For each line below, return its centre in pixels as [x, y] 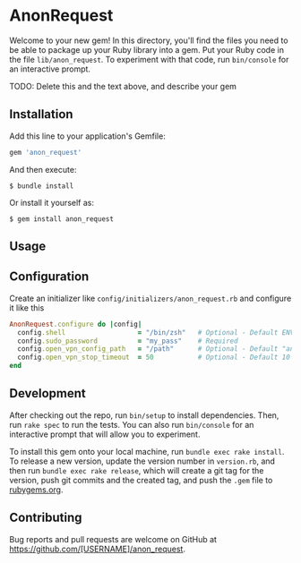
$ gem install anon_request [62, 219]
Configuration [49, 277]
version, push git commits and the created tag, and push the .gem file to [141, 480]
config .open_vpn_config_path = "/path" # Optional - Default [148, 349]
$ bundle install [42, 186]
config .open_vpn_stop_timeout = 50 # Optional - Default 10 [154, 358]
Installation [41, 114]
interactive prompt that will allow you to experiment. [105, 434]
